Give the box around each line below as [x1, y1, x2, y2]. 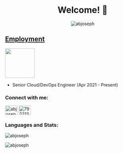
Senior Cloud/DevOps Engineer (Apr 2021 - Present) [12, 82, 119, 88]
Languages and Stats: [5, 122, 59, 128]
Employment [5, 35, 45, 43]
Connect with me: [5, 94, 49, 101]
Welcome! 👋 [57, 4, 108, 16]
